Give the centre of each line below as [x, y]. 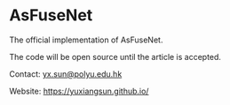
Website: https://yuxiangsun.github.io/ [79, 91]
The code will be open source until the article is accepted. [115, 56]
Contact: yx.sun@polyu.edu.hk [66, 74]
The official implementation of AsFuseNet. [86, 40]
